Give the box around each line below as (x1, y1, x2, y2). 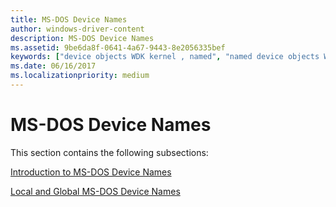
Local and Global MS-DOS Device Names (10, 185, 181, 197)
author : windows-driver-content (10, 24, 145, 34)
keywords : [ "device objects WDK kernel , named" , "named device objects (10, 52, 320, 62)
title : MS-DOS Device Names (10, 14, 128, 25)
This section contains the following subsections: (10, 146, 209, 158)
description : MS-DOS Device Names (10, 33, 155, 43)
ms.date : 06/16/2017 (10, 61, 97, 71)
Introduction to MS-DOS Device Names (10, 166, 172, 178)
